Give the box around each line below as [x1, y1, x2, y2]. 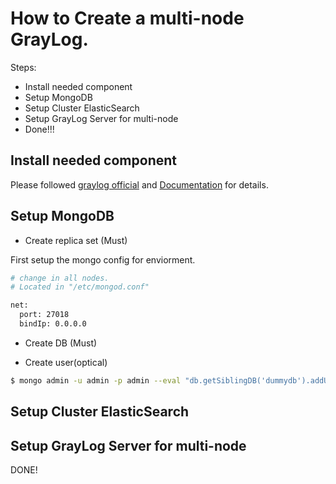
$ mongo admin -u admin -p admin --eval [10, 375, 182, 386]
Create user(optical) [24, 356, 108, 368]
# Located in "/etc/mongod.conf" [10, 282, 150, 292]
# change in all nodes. [10, 273, 110, 283]
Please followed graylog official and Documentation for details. [10, 178, 269, 191]
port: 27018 [19, 310, 70, 320]
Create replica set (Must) [24, 234, 128, 246]
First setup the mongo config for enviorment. [10, 253, 196, 266]
